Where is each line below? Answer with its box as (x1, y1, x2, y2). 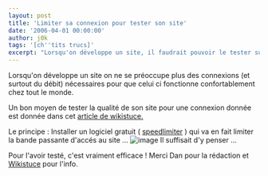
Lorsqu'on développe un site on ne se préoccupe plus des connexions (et (8, 71, 250, 80)
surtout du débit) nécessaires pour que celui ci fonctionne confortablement (8, 79, 255, 88)
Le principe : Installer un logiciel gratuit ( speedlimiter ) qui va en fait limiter (8, 127, 254, 136)
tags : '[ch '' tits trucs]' (8, 41, 94, 49)
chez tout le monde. (8, 88, 74, 96)
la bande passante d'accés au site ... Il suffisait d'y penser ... (8, 135, 238, 144)
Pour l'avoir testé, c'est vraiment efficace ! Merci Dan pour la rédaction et (8, 151, 249, 160)
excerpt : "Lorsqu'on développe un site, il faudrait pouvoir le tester (8, 49, 251, 57)
